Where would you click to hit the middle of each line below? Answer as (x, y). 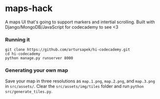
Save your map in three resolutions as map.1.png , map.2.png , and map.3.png (80, 81)
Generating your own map (37, 70)
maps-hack (29, 8)
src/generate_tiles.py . (29, 91)
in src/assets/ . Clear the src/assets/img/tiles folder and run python (75, 86)
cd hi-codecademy (23, 54)
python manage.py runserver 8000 (39, 58)
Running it (18, 39)
